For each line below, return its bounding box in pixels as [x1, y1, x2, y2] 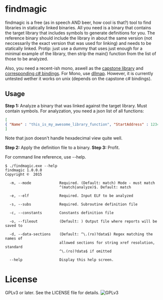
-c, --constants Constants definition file [9, 211, 114, 216]
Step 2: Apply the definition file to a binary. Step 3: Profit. [5, 145, 120, 151]
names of [5, 236, 23, 241]
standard [5, 245, 23, 250]
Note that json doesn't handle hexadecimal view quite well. [5, 135, 123, 141]
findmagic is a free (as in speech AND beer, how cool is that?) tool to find [5, 20, 151, 25]
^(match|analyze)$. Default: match [59, 185, 131, 190]
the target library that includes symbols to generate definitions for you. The [5, 30, 155, 36]
